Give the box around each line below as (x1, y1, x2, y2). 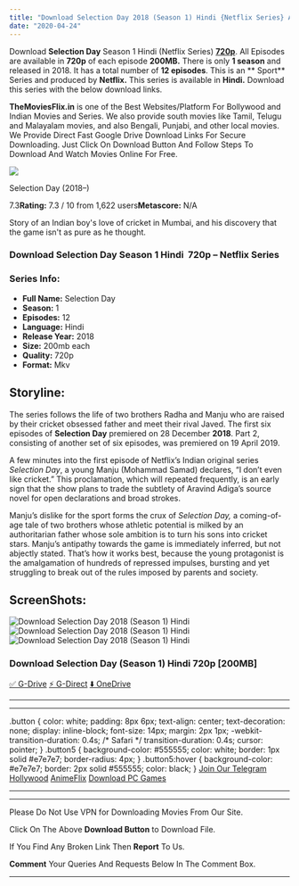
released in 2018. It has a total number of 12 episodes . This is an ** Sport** (9, 64, 286, 76)
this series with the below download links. (9, 84, 163, 95)
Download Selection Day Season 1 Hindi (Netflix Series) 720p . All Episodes (9, 46, 285, 56)
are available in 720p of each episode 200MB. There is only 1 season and (9, 55, 281, 66)
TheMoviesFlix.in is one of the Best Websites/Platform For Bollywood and (9, 101, 282, 112)
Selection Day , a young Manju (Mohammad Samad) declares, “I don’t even (9, 464, 283, 475)
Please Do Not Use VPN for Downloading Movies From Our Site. (9, 807, 243, 817)
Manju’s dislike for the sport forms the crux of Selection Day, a (9, 509, 238, 520)
